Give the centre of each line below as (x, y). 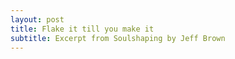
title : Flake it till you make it (82, 29)
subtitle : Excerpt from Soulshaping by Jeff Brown (118, 38)
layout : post (37, 19)
